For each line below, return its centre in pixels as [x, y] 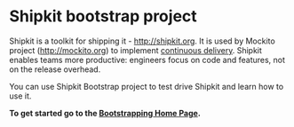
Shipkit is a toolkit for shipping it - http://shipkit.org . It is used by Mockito [142, 41]
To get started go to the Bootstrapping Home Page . [105, 113]
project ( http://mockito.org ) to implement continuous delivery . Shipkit [135, 50]
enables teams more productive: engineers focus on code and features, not [147, 60]
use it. [20, 96]
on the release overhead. [55, 69]
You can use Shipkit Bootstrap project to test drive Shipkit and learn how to [147, 86]
